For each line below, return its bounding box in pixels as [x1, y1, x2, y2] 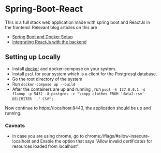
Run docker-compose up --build [12, 81, 76, 87]
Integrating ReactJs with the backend [12, 39, 87, 44]
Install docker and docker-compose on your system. [12, 66, 117, 71]
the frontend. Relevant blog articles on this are [5, 24, 98, 30]
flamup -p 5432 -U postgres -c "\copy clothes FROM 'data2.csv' [12, 91, 145, 96]
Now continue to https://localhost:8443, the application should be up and [5, 105, 151, 111]
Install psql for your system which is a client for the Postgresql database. [12, 71, 157, 77]
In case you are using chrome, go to [12, 133, 84, 139]
